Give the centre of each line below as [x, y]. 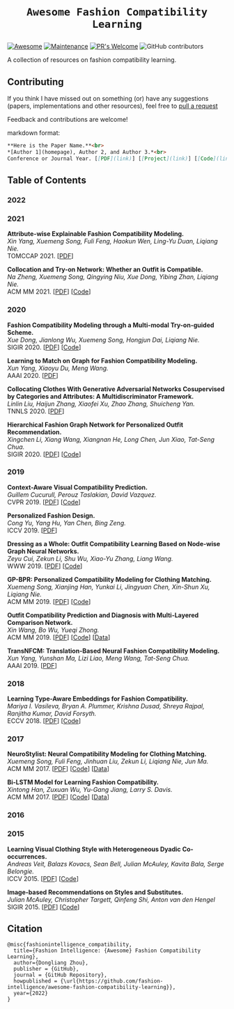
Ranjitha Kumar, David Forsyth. [52, 714]
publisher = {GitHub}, [46, 969]
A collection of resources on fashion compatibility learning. [92, 60]
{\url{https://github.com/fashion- [112, 981]
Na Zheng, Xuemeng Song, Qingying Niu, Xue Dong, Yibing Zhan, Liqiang [113, 277]
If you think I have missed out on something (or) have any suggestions [108, 98]
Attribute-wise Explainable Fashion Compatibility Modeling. [96, 234]
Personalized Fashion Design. [51, 515]
